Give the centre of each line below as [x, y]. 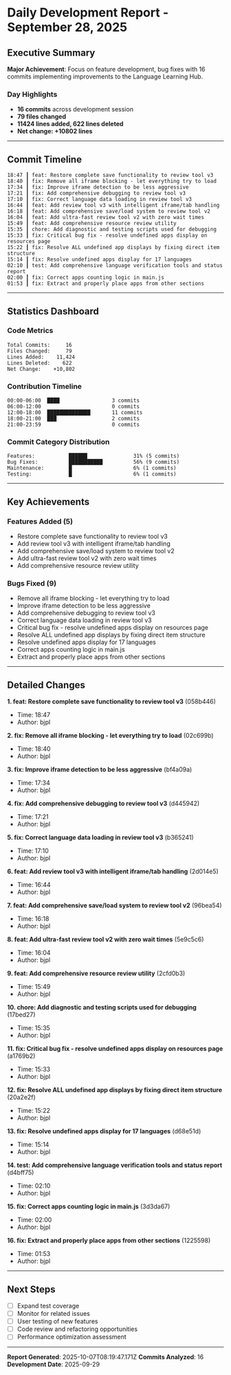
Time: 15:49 [34, 987]
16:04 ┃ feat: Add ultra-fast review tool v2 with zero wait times [106, 217]
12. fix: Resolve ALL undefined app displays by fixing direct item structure [115, 1090]
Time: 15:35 [33, 1028]
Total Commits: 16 [40, 345]
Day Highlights [32, 94]
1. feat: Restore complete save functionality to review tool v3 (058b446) [112, 702]
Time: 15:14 [33, 1144]
